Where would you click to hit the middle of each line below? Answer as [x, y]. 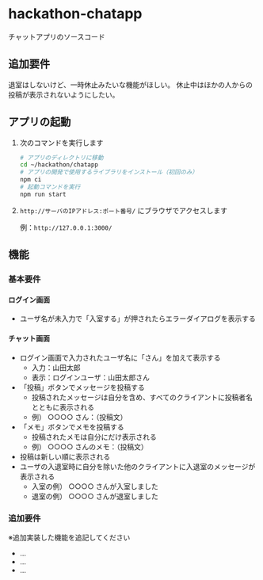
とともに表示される [63, 407]
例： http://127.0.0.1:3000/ [66, 227]
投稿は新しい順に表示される [65, 456]
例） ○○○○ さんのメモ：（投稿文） [90, 446]
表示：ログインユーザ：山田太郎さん [91, 377]
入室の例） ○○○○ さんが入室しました [95, 486]
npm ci [30, 180]
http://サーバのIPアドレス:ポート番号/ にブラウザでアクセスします [124, 210]
